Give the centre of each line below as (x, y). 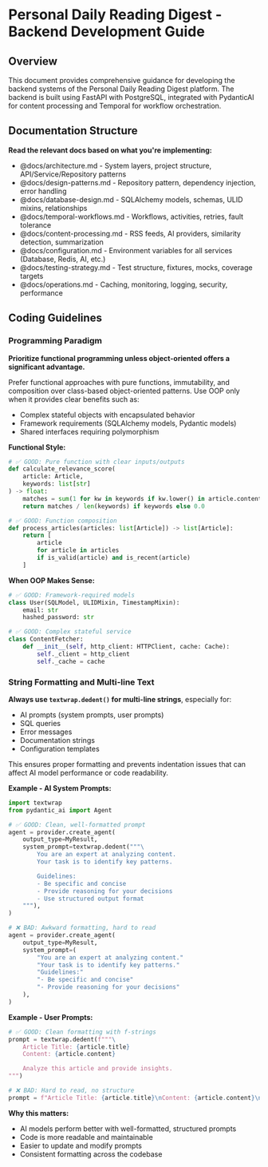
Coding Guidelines (55, 318)
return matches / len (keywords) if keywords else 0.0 (114, 506)
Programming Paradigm (55, 341)
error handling (43, 191)
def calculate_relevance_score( (62, 469)
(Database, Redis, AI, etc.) (63, 259)
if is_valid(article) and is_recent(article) (114, 558)
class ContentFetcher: (46, 639)
